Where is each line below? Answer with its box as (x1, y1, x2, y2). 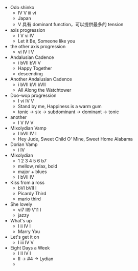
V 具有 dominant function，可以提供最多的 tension (17, 22, 124, 27)
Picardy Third (17, 191, 47, 196)
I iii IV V (17, 239, 34, 245)
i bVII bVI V (17, 60, 41, 66)
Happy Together (17, 65, 52, 71)
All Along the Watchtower (17, 87, 72, 93)
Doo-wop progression (10, 92, 57, 98)
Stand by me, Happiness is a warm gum (17, 103, 102, 109)
